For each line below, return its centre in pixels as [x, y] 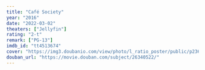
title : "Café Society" [35, 12]
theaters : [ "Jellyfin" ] [37, 29]
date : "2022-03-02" [31, 23]
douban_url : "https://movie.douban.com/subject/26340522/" [83, 57]
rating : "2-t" [24, 35]
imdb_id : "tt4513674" [34, 46]
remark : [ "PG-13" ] [30, 40]
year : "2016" [23, 18]
